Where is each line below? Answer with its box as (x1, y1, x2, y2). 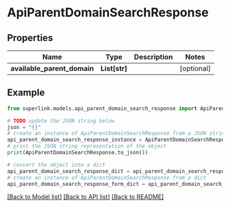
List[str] (100, 64, 128, 73)
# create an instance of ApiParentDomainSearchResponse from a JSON (7, 130, 207, 137)
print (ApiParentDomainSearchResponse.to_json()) (7, 149, 149, 156)
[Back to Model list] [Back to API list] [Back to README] (7, 193, 164, 201)
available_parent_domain (10, 64, 94, 73)
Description (133, 53, 173, 61)
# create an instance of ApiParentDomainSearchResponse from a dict (7, 174, 207, 181)
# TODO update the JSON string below (7, 118, 115, 124)
